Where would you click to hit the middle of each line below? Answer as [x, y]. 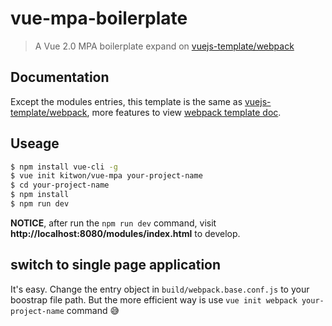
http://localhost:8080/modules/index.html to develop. [125, 233]
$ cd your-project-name [60, 185]
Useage [35, 143]
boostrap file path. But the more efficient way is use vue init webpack [154, 299]
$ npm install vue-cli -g [64, 167]
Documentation [60, 77]
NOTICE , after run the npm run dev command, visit [113, 223]
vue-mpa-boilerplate [99, 18]
